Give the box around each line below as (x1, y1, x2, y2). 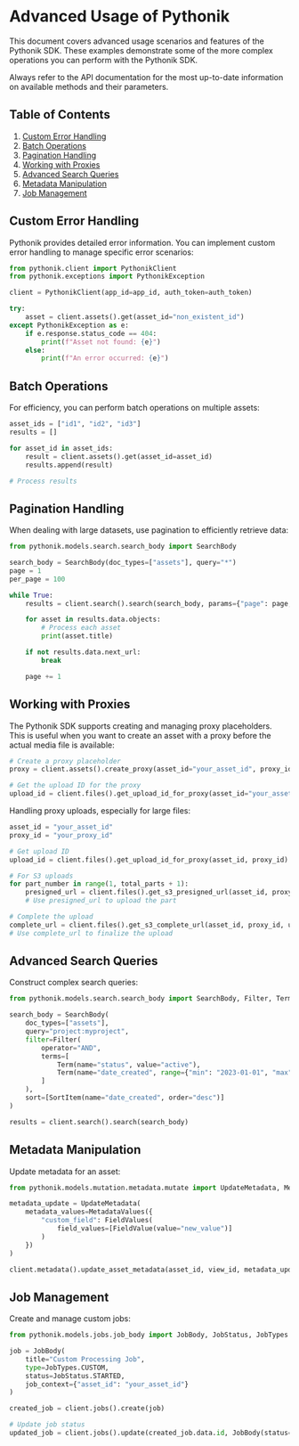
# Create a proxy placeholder (9, 756, 122, 765)
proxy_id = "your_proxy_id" (9, 830, 114, 839)
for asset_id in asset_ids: (9, 444, 114, 453)
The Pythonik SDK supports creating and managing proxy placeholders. (9, 720, 273, 731)
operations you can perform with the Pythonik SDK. (9, 54, 198, 65)
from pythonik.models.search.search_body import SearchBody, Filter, (9, 994, 273, 1003)
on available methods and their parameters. (9, 81, 169, 92)
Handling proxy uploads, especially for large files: (9, 805, 191, 816)
